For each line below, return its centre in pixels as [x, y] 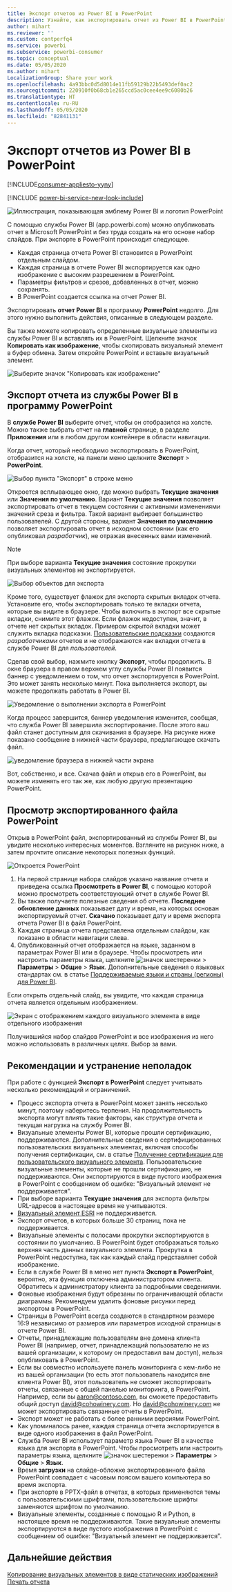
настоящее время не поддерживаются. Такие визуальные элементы [119, 1521]
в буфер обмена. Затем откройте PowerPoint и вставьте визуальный [108, 352]
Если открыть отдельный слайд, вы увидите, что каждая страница [105, 995]
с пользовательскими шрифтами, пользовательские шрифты [107, 1499]
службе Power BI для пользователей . [62, 648]
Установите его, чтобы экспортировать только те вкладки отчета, [104, 604]
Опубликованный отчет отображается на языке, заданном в [106, 945]
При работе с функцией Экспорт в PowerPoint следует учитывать [105, 1082]
